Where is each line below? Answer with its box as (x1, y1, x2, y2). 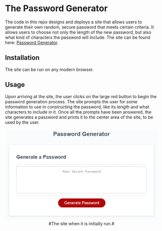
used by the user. (5, 119, 40, 125)
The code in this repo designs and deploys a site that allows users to (5, 19, 142, 25)
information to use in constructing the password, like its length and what (5, 104, 149, 110)
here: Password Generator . (5, 39, 59, 45)
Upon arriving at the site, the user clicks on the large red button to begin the (5, 93, 157, 99)
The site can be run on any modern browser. (5, 66, 94, 72)
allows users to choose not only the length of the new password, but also (5, 29, 151, 35)
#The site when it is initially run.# (48, 221, 115, 227)
